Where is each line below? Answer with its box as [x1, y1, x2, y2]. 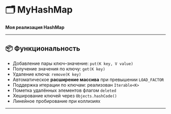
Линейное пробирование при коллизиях [12, 98, 101, 104]
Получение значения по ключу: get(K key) [12, 65, 105, 71]
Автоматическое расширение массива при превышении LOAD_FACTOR [12, 77, 164, 83]
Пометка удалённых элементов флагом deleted [12, 87, 117, 93]
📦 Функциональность [5, 44, 80, 53]
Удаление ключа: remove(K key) [12, 71, 81, 77]
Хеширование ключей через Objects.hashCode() [12, 92, 117, 99]
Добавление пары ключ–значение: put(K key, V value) [12, 60, 133, 66]
